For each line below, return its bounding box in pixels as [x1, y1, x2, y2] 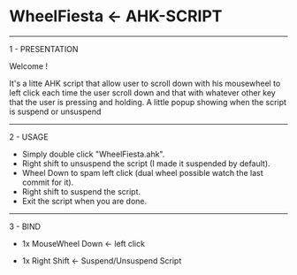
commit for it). [21, 177, 74, 187]
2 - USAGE [9, 131, 49, 142]
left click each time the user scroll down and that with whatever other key [9, 87, 276, 98]
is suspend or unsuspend [9, 106, 102, 117]
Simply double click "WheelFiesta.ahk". [21, 149, 165, 159]
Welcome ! [9, 60, 49, 72]
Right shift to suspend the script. [21, 186, 141, 196]
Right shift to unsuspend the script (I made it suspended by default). [21, 157, 271, 169]
